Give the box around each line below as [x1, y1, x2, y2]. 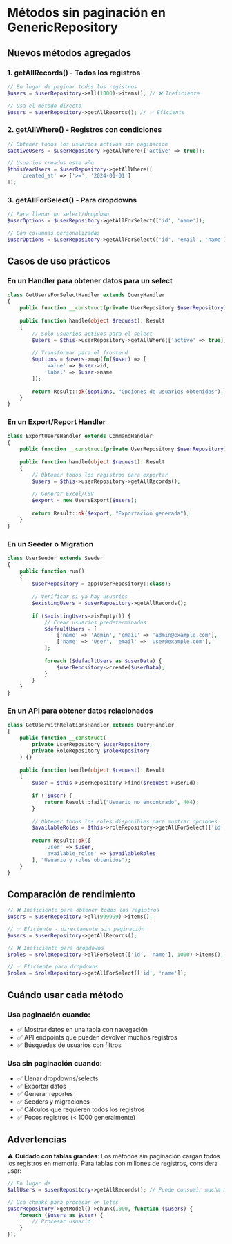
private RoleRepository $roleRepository [32, 747, 150, 754]
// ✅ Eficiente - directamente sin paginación [7, 926, 145, 932]
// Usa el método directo [7, 102, 81, 109]
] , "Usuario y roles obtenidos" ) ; [32, 857, 131, 863]
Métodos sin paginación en [7, 5, 166, 21]
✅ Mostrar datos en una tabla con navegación [17, 1025, 148, 1033]
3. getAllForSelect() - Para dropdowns [7, 195, 137, 204]
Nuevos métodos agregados [7, 47, 132, 59]
